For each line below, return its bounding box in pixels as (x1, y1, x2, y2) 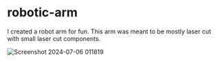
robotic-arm (7, 5, 78, 20)
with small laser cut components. (7, 34, 101, 42)
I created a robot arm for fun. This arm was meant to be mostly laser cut (7, 27, 212, 35)
